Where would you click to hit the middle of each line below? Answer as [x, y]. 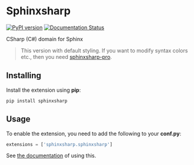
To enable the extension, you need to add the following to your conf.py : [94, 133]
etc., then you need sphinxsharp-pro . [66, 57]
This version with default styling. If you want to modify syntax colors [104, 50]
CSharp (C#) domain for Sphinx [44, 39]
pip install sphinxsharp [37, 101]
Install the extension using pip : [44, 90]
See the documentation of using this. [51, 155]
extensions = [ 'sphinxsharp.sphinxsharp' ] [59, 144]
